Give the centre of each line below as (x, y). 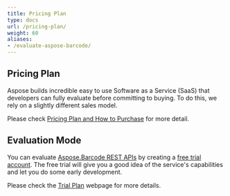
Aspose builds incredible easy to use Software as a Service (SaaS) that (108, 90)
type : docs (23, 20)
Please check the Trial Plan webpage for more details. (84, 185)
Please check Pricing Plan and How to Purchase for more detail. (98, 118)
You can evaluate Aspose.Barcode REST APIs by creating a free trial (104, 157)
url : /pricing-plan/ (37, 26)
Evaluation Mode (44, 140)
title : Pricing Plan (37, 14)
